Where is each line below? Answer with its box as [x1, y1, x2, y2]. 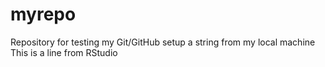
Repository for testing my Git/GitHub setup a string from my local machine [10, 36, 316, 48]
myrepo [10, 3, 77, 26]
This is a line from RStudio [10, 46, 118, 58]
